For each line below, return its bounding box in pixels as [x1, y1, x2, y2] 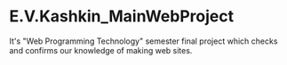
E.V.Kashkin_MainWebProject [9, 6, 234, 27]
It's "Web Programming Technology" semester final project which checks [9, 36, 278, 46]
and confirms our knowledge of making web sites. [9, 45, 193, 55]
